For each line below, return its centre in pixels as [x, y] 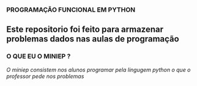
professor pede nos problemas [45, 76]
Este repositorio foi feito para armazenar [85, 30]
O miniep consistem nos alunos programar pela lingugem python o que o [98, 70]
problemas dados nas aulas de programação [93, 39]
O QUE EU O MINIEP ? [39, 56]
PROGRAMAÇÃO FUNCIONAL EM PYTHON [71, 10]
